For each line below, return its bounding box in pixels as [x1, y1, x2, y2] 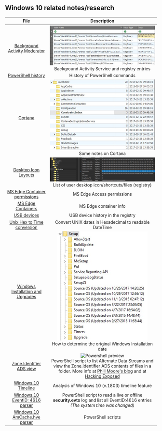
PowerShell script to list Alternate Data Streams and [51, 358, 154, 364]
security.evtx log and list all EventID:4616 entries [53, 397, 152, 403]
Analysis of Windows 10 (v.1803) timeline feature [53, 383, 152, 388]
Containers [15, 206, 38, 212]
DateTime [93, 224, 112, 230]
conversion [15, 224, 38, 230]
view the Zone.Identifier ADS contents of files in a [53, 363, 152, 369]
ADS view [16, 366, 36, 371]
